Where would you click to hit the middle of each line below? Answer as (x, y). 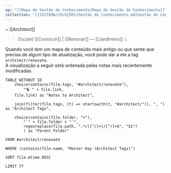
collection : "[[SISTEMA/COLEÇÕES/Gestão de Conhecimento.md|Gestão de (82, 15)
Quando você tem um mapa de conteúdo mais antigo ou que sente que (80, 49)
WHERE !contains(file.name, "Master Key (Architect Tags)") (70, 148)
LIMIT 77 (15, 166)
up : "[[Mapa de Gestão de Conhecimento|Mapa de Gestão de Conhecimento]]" (86, 10)
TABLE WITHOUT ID (24, 80)
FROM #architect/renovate (33, 140)
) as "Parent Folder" (47, 131)
